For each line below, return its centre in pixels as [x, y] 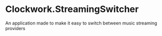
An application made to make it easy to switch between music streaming [81, 23]
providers [15, 28]
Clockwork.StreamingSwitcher [72, 9]
